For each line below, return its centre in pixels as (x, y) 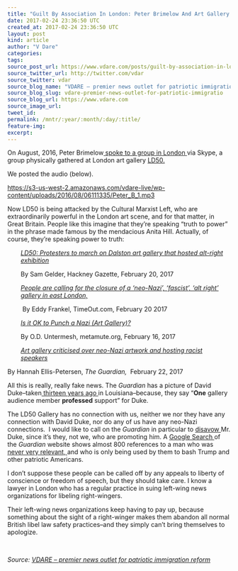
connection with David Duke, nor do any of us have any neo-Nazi (102, 422)
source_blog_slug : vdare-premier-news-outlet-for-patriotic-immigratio (115, 93)
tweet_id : (22, 113)
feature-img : (27, 126)
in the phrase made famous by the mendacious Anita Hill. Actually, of (108, 232)
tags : (15, 60)
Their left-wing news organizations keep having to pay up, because (106, 510)
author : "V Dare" (33, 47)
